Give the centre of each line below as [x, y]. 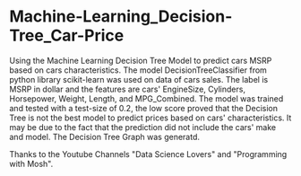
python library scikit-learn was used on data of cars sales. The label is [139, 79]
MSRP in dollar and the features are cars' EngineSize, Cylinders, [128, 89]
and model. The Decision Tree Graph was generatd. [104, 136]
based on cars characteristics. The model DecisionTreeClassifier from [138, 70]
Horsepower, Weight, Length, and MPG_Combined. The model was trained [146, 98]
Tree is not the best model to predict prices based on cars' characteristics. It [150, 118]
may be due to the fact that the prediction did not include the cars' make [142, 127]
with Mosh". [31, 163]
